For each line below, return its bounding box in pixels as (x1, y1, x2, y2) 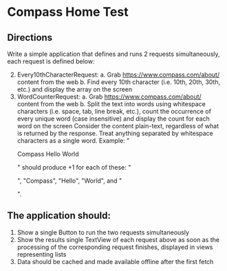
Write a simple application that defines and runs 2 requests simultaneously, (7, 50, 220, 58)
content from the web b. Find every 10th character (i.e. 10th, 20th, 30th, (17, 78, 221, 86)
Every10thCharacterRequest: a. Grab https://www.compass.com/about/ (17, 70, 220, 79)
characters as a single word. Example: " (17, 137, 130, 145)
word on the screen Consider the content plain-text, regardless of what (17, 122, 219, 130)
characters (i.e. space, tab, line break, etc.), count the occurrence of (17, 108, 212, 115)
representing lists (17, 250, 67, 259)
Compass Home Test (7, 4, 129, 20)
